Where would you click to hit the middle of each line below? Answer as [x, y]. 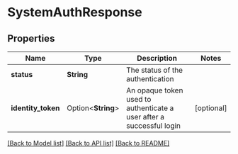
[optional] [211, 108]
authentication [150, 79]
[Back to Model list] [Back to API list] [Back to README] [89, 143]
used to [139, 99]
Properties [31, 38]
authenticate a [150, 108]
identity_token [35, 108]
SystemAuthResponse [75, 12]
